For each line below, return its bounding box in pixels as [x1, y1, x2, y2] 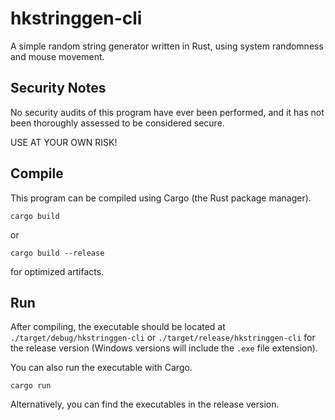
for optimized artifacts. [10, 265, 105, 277]
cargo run [10, 381, 52, 391]
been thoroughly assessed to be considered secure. [10, 117, 225, 129]
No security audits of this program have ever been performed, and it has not [10, 106, 325, 118]
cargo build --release [10, 248, 105, 258]
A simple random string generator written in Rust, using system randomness [10, 40, 324, 52]
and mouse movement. [10, 50, 105, 62]
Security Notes [10, 80, 107, 97]
